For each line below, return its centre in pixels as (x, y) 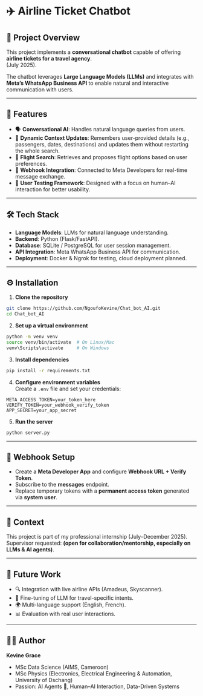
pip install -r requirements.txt (48, 370)
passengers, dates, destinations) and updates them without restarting (102, 144)
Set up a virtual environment (51, 326)
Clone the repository (41, 297)
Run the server (34, 421)
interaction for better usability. (53, 189)
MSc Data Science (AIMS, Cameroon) (62, 667)
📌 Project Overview (43, 37)
